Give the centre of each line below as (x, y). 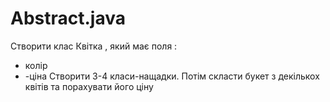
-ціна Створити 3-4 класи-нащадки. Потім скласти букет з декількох (172, 76)
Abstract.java (68, 18)
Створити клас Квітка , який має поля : (94, 46)
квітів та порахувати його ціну (89, 86)
